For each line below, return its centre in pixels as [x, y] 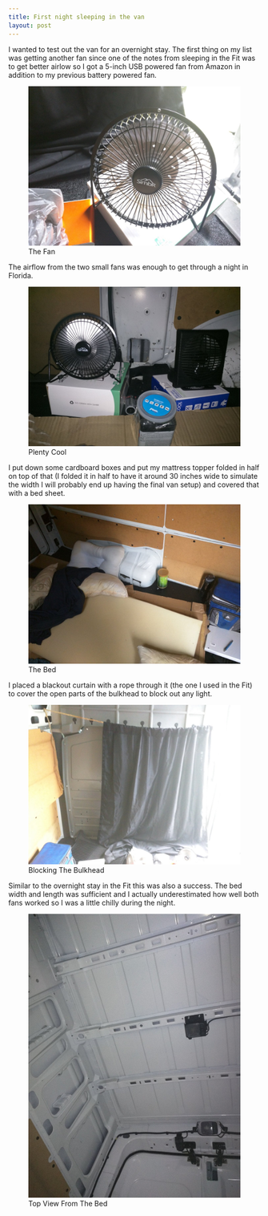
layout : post [30, 25]
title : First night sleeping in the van [77, 17]
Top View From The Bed [68, 1203]
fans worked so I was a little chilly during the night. [92, 902]
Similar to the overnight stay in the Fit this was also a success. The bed [125, 886]
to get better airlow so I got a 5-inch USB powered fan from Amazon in [124, 66]
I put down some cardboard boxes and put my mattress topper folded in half [134, 467]
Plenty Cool [47, 452]
